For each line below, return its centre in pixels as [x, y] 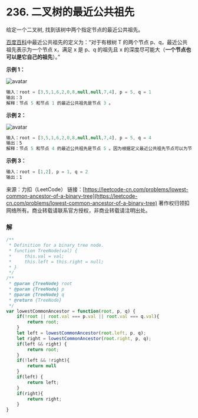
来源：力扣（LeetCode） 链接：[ [46, 189]
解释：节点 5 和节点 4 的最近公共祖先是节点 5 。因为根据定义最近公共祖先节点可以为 [97, 149]
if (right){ [30, 393]
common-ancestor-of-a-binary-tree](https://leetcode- [72, 196]
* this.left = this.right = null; [56, 262]
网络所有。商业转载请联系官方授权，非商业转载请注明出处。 [78, 210]
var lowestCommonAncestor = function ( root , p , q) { [71, 311]
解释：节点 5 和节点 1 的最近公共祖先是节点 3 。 [60, 103]
